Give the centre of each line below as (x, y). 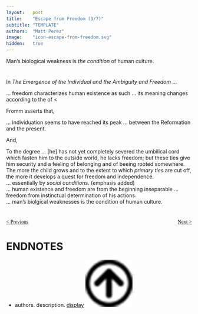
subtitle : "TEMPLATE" (33, 25)
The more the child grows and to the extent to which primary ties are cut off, (99, 171)
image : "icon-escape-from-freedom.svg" (59, 37)
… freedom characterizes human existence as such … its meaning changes (97, 93)
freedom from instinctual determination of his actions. (71, 195)
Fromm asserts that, (30, 111)
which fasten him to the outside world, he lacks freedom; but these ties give (98, 158)
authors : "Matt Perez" (35, 31)
